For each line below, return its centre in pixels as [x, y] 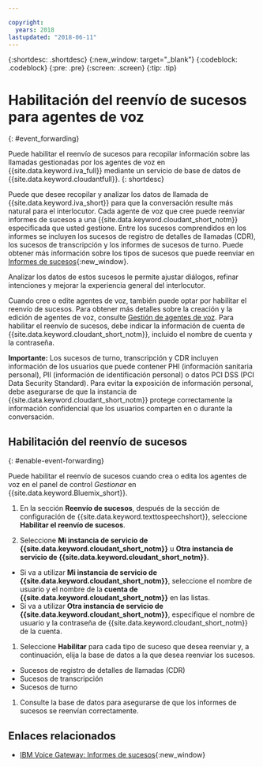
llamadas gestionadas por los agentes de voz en [87, 162]
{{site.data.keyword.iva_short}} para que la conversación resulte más [121, 203]
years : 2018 [35, 30]
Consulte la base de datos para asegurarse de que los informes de [128, 703]
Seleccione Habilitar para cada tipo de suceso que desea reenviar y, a [134, 647]
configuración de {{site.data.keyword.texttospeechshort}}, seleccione [133, 517]
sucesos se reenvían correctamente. [79, 711]
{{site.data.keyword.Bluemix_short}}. [68, 493]
